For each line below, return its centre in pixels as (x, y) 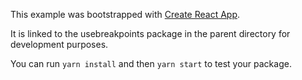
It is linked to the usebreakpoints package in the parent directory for (150, 33)
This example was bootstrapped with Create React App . (125, 14)
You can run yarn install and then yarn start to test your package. (151, 63)
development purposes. (59, 44)
